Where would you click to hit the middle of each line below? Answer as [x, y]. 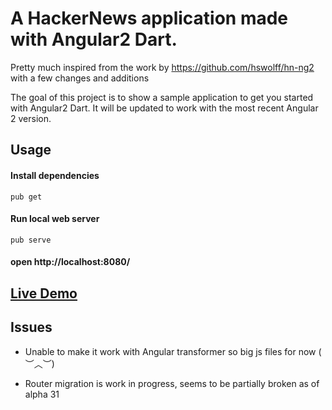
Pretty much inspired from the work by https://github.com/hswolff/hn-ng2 [162, 67]
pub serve [31, 240]
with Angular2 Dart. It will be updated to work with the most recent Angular [164, 108]
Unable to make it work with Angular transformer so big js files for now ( [173, 351]
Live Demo [44, 293]
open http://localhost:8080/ [70, 262]
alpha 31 [42, 394]
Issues [31, 327]
